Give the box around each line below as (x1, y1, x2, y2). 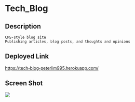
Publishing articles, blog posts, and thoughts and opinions (5, 39, 131, 44)
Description (5, 22, 41, 30)
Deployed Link (5, 52, 49, 60)
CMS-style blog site (5, 35, 47, 40)
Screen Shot (5, 79, 43, 87)
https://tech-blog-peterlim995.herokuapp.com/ (5, 65, 99, 71)
